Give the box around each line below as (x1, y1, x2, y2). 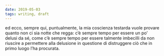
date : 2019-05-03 (5, 7, 41, 12)
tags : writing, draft (5, 12, 49, 16)
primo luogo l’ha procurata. (5, 45, 60, 51)
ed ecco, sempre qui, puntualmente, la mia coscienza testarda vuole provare (5, 25, 160, 30)
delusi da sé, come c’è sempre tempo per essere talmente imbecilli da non (5, 35, 155, 41)
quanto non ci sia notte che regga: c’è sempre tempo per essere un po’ (5, 30, 148, 36)
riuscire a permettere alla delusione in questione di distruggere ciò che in (5, 40, 153, 46)
